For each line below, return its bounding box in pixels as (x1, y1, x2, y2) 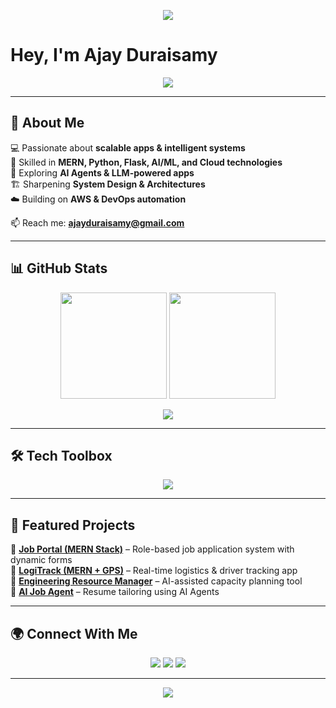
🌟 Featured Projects (10, 516, 136, 534)
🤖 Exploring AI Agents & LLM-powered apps (10, 166, 195, 179)
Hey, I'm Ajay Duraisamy (10, 44, 218, 67)
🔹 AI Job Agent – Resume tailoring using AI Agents (10, 586, 220, 598)
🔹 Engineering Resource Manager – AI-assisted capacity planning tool (10, 575, 303, 587)
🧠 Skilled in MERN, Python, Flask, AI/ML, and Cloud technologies (10, 156, 283, 168)
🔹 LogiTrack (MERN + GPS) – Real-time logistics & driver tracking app (10, 565, 298, 577)
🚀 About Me (10, 115, 85, 132)
